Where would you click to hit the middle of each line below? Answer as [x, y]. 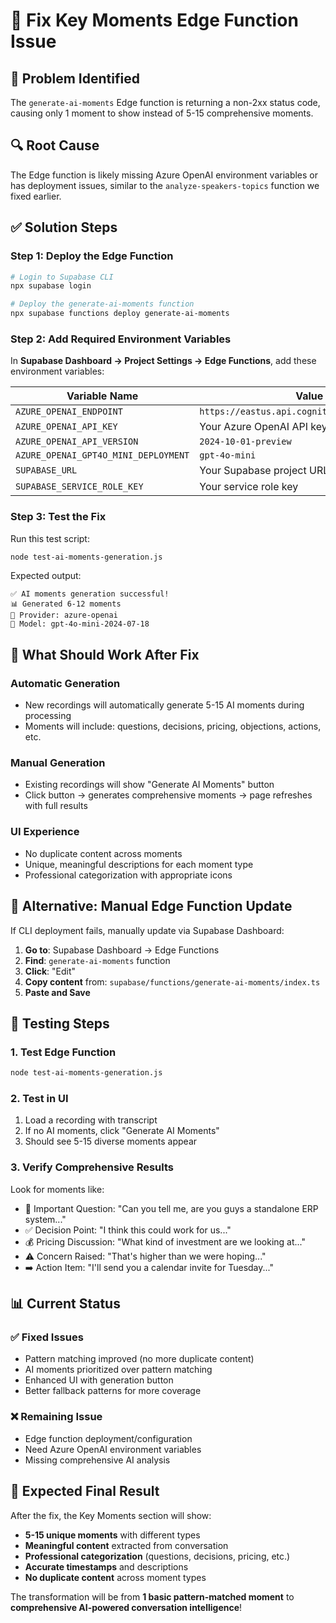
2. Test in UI [39, 1099]
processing [48, 716]
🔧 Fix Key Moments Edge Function [154, 20]
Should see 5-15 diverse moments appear [111, 1141]
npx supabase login [51, 286]
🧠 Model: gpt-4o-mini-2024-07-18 [80, 624]
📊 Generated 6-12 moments [66, 604]
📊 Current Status [65, 1304]
